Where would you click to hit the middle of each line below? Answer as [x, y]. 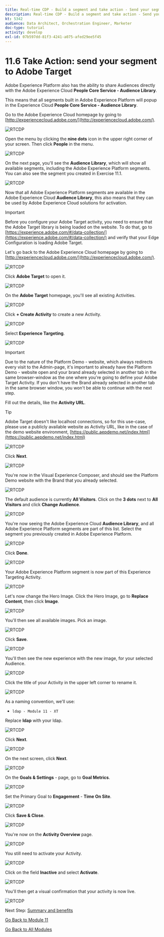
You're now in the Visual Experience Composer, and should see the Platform [82, 475]
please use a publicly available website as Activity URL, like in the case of [79, 426]
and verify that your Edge [133, 237]
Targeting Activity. [23, 577]
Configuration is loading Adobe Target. [44, 243]
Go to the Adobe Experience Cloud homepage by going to [63, 114]
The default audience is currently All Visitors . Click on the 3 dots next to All [82, 499]
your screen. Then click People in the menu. [50, 144]
